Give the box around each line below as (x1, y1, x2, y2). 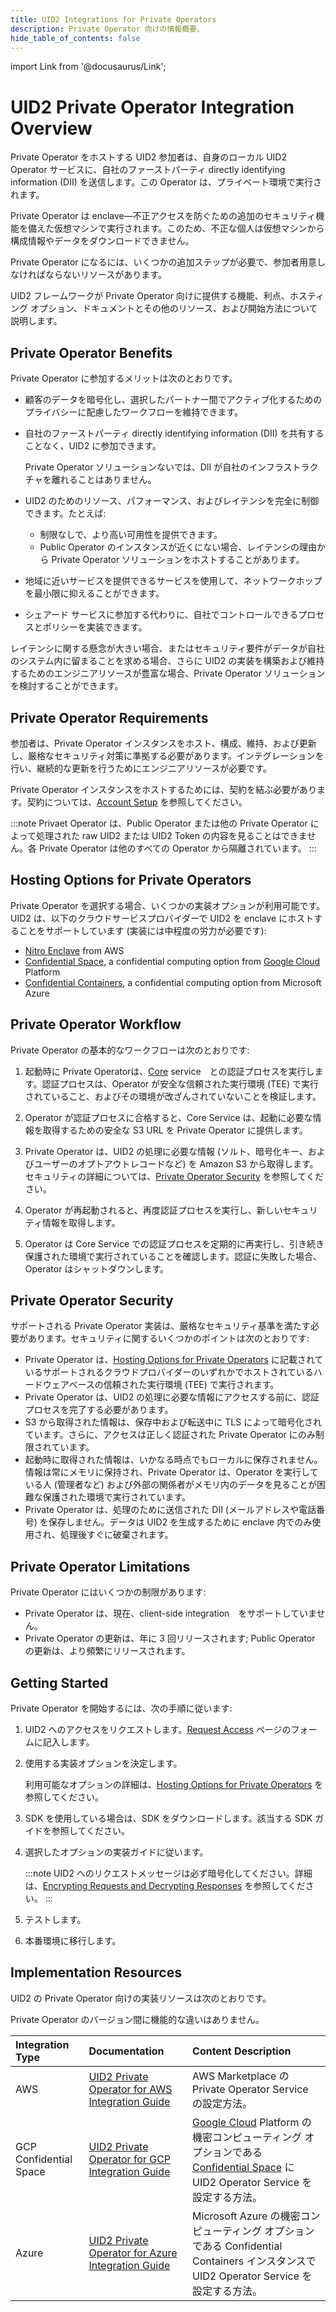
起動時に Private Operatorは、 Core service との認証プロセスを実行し (24, 1065, 315, 1077)
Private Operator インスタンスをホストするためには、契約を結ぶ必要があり (10, 783, 317, 795)
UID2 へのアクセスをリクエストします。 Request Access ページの (24, 1724, 292, 1735)
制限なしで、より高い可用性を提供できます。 (39, 529, 223, 541)
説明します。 (10, 315, 63, 327)
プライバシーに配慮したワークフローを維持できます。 (24, 406, 244, 418)
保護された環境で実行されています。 (42, 1491, 191, 1503)
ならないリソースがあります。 (44, 269, 167, 281)
